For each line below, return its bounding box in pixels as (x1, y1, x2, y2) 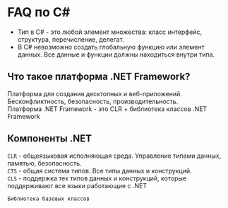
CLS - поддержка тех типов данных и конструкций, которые (7, 174, 187, 183)
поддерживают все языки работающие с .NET (7, 181, 147, 190)
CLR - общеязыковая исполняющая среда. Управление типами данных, (7, 151, 222, 160)
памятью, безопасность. (7, 158, 83, 167)
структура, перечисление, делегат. (17, 35, 125, 43)
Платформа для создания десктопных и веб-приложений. (7, 89, 182, 98)
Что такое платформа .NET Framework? (7, 71, 191, 83)
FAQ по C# (7, 4, 71, 21)
